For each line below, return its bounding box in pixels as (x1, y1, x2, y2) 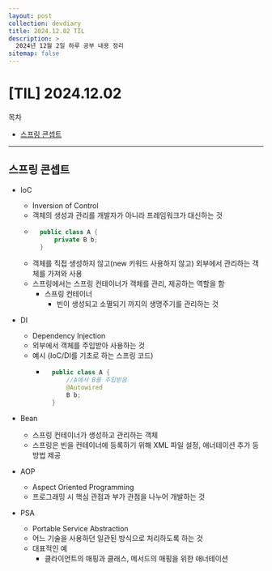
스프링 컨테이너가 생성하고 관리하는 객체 (32, 430, 159, 440)
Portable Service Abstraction (32, 523, 129, 533)
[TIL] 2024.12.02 (8, 84, 122, 103)
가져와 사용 (47, 269, 83, 279)
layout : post (8, 11, 53, 20)
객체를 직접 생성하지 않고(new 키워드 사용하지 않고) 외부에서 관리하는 (32, 258, 251, 268)
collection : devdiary (8, 19, 82, 28)
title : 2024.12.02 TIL (8, 27, 85, 35)
